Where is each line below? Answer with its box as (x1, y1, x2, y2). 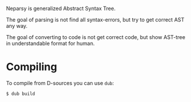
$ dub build (6, 90, 35, 97)
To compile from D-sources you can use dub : (6, 79, 114, 86)
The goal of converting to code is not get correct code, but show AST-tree (6, 34, 186, 40)
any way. (6, 23, 28, 29)
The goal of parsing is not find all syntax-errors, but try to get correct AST (6, 16, 185, 23)
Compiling (6, 61, 57, 73)
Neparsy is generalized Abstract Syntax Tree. (6, 5, 116, 12)
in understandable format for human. (6, 40, 95, 47)
